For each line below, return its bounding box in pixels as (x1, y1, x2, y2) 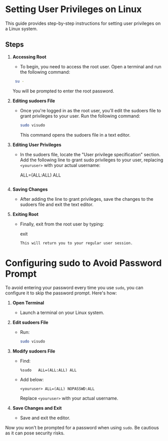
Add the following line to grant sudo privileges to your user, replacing (20, 157, 163, 163)
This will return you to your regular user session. (20, 240, 133, 246)
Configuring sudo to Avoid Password (5, 257, 162, 269)
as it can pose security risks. (5, 430, 65, 436)
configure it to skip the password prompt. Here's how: (5, 290, 117, 296)
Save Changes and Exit (12, 405, 62, 411)
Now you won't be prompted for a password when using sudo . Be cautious (5, 425, 159, 431)
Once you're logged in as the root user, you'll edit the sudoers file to (20, 107, 161, 113)
